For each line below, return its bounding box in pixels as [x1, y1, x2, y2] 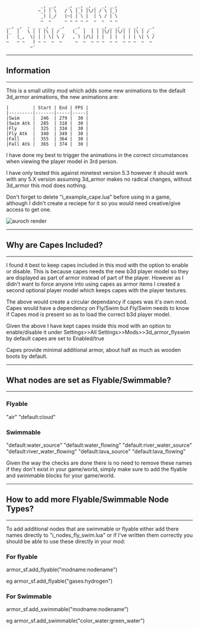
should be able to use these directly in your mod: [6, 538, 126, 545]
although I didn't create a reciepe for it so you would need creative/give [6, 199, 181, 207]
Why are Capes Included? [6, 240, 103, 250]
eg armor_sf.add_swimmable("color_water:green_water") [6, 617, 145, 625]
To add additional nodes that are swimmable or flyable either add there [6, 525, 179, 532]
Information [6, 66, 51, 76]
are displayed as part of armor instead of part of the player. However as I [6, 274, 184, 281]
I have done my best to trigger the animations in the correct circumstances [6, 151, 188, 158]
